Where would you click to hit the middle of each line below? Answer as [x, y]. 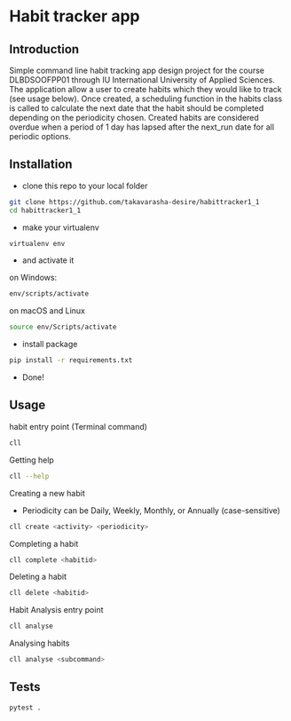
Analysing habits [39, 643]
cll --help [29, 476]
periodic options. [40, 136]
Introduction [44, 49]
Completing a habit [44, 543]
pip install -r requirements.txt [71, 360]
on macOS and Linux [47, 311]
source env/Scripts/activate [63, 327]
